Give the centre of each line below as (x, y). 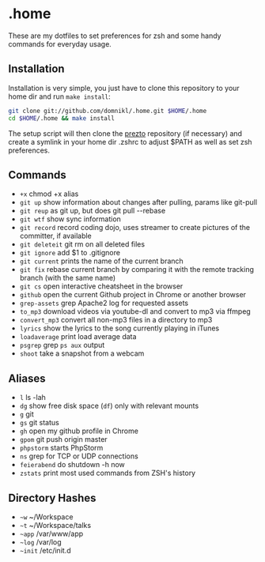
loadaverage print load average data (78, 337)
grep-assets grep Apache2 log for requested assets (104, 303)
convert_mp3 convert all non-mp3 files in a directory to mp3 (116, 320)
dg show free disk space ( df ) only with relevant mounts (109, 406)
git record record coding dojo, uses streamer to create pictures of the (135, 228)
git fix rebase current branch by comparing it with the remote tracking (137, 270)
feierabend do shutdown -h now (72, 465)
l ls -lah (32, 398)
